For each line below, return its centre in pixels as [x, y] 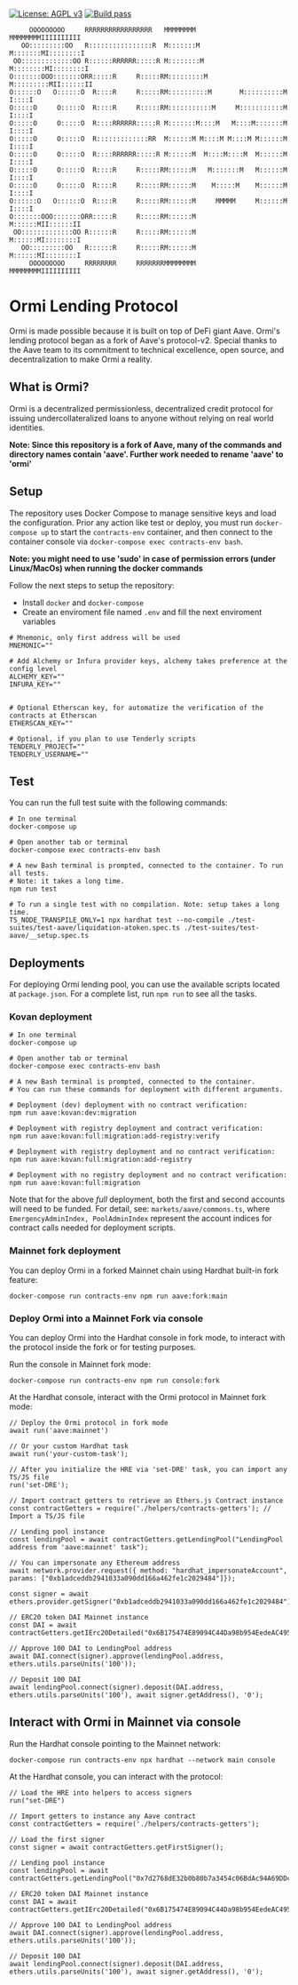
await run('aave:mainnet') [59, 1431]
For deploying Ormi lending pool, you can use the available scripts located [145, 984]
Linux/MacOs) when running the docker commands [106, 568]
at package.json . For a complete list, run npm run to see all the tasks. [133, 994]
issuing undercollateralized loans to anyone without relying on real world [141, 418]
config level [33, 668]
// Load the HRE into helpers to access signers [101, 1793]
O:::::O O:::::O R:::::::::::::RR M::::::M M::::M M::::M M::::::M [149, 139]
